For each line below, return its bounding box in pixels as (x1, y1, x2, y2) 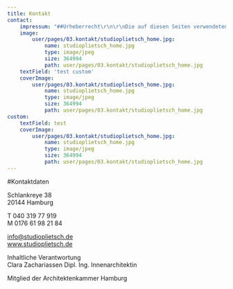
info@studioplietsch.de (7, 232, 74, 240)
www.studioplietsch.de (7, 240, 73, 248)
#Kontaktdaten (7, 177, 50, 186)
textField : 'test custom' (19, 68, 95, 75)
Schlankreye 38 (7, 191, 52, 199)
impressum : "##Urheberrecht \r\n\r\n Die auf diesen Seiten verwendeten (19, 23, 228, 30)
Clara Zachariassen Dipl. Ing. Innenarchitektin (7, 261, 137, 269)
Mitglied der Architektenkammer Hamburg (7, 274, 128, 282)
